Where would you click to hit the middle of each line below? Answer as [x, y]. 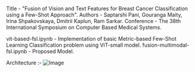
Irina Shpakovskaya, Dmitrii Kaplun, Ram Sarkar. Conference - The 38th [93, 21]
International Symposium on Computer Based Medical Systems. [84, 27]
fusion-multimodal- [166, 45]
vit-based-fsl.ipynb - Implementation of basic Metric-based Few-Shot [91, 39]
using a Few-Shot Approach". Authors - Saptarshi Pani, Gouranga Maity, [94, 15]
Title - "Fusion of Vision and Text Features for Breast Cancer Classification [97, 9]
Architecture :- [24, 63]
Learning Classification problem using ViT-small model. [73, 45]
